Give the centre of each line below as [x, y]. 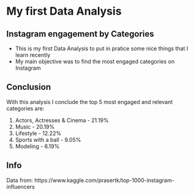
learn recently [33, 55]
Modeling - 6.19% [37, 146]
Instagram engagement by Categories [80, 34]
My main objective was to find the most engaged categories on [95, 61]
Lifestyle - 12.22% [38, 133]
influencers [21, 186]
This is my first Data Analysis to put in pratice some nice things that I [102, 48]
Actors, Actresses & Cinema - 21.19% [62, 120]
